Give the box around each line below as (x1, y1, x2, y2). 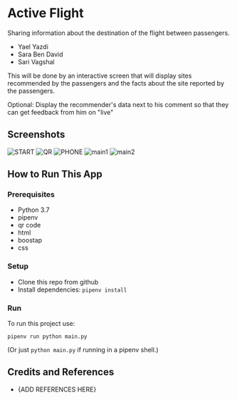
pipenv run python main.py (7, 333, 88, 340)
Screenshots (7, 128, 65, 140)
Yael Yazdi (17, 42, 48, 51)
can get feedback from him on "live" (7, 108, 114, 116)
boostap (17, 236, 43, 245)
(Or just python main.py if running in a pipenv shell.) (7, 346, 159, 354)
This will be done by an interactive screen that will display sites (7, 71, 192, 80)
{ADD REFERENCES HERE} (17, 385, 97, 394)
